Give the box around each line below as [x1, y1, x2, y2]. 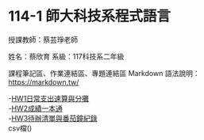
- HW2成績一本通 [8, 104, 64, 113]
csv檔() [8, 123, 33, 133]
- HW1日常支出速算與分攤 [8, 93, 90, 103]
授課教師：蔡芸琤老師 [8, 35, 78, 44]
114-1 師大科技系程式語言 [8, 7, 171, 25]
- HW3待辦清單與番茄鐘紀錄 [8, 113, 98, 123]
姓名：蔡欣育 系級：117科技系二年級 [8, 51, 125, 61]
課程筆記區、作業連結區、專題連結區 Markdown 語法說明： [8, 68, 200, 78]
